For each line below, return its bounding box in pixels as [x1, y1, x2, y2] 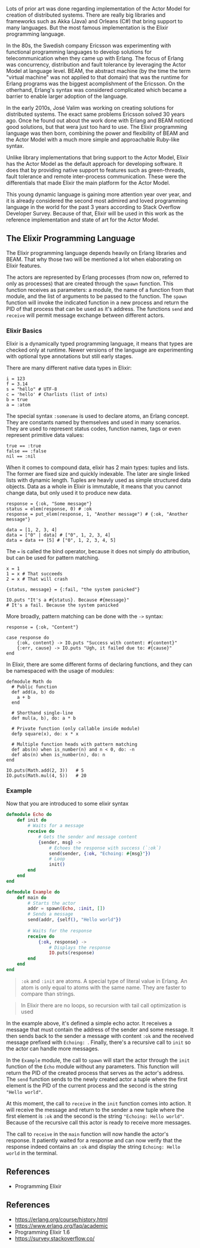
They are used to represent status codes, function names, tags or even [6, 425, 181, 432]
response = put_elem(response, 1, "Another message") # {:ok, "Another [6, 511, 188, 517]
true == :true [6, 443, 42, 449]
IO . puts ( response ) [48, 950, 95, 956]
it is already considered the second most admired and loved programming [6, 197, 188, 204]
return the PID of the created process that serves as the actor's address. [6, 1069, 185, 1076]
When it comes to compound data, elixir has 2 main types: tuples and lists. [6, 464, 189, 471]
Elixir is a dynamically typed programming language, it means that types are [6, 340, 193, 347]
